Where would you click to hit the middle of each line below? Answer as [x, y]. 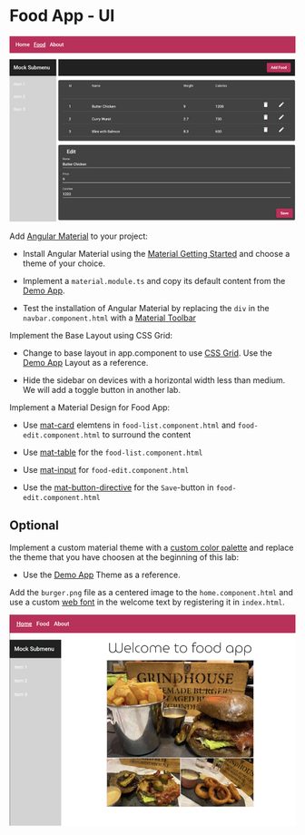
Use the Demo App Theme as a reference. [101, 575]
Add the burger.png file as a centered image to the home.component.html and [151, 592]
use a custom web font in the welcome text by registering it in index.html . [147, 602]
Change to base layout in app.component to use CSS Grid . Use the [147, 353]
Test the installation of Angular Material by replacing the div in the [146, 308]
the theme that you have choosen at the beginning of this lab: [124, 557]
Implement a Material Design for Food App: [90, 407]
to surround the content [147, 434]
